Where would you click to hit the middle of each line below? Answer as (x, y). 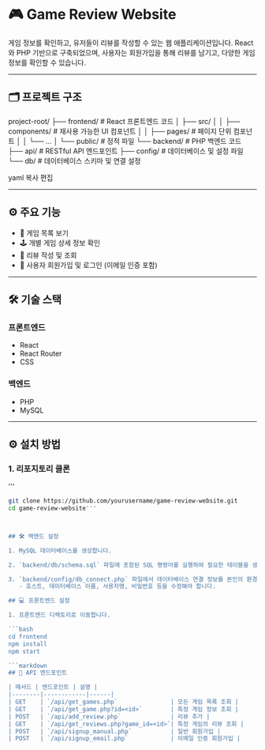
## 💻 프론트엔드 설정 (39, 601)
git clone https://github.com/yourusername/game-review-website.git (123, 501)
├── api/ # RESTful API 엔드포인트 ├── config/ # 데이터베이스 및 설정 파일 (126, 151)
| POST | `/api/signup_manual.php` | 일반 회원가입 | (114, 731)
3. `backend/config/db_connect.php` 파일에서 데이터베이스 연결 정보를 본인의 (126, 579)
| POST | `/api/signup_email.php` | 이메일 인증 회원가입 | (124, 739)
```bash (21, 629)
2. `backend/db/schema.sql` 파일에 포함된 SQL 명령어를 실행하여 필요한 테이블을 (129, 565)
